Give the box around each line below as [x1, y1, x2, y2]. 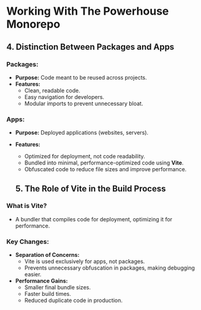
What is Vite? [6, 202, 47, 210]
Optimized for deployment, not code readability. [24, 153, 145, 160]
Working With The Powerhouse [6, 4, 169, 18]
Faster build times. [24, 290, 72, 298]
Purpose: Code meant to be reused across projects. [15, 73, 147, 81]
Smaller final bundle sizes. [24, 284, 91, 291]
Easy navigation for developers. [24, 93, 105, 100]
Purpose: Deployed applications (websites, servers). [15, 129, 149, 136]
